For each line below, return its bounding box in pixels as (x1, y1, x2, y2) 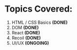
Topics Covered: (4, 3, 73, 15)
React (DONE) (11, 30, 40, 35)
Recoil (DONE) (11, 35, 41, 41)
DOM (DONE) (11, 24, 39, 30)
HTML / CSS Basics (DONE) (11, 19, 68, 25)
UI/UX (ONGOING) (11, 40, 49, 46)
